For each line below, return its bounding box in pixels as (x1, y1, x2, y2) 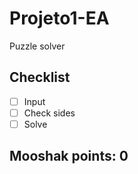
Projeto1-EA (9, 7, 110, 30)
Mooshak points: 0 (9, 148, 129, 165)
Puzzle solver (9, 40, 66, 52)
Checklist (9, 69, 71, 86)
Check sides (23, 107, 76, 119)
